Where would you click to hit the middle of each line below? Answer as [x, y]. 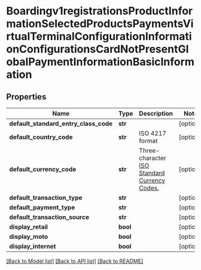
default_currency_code [43, 169]
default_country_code [41, 137]
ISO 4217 [153, 133]
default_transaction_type [46, 198]
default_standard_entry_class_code [61, 124]
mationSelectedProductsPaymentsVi [100, 24]
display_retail [28, 227]
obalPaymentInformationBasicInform [100, 62]
